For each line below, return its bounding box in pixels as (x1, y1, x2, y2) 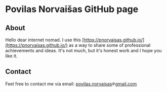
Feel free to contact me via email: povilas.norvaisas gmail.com (5, 80, 137, 86)
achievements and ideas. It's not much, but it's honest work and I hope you (5, 48, 162, 53)
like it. (5, 53, 18, 59)
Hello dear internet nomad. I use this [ (5, 37, 84, 43)
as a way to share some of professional (68, 42, 151, 48)
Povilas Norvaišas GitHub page (5, 4, 139, 15)
